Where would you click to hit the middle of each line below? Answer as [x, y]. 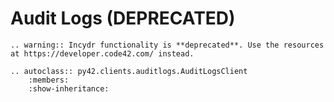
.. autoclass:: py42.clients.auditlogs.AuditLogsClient [129, 71]
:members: [49, 80]
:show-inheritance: [69, 88]
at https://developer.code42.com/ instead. [102, 53]
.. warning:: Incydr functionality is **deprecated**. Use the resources [167, 45]
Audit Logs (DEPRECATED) [123, 18]
